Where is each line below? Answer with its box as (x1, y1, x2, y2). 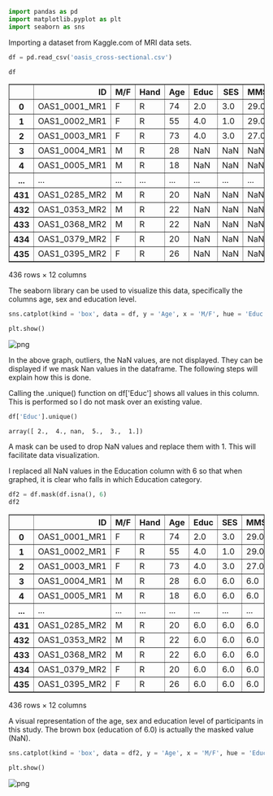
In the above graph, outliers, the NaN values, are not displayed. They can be (8, 355, 263, 365)
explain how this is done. (8, 372, 92, 382)
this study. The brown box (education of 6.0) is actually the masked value (8, 724, 254, 734)
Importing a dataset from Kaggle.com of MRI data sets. (8, 37, 193, 47)
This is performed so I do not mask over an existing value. (8, 397, 202, 407)
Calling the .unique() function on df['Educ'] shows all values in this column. (8, 389, 260, 398)
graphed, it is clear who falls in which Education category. (8, 475, 202, 484)
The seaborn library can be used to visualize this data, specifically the (8, 285, 243, 296)
